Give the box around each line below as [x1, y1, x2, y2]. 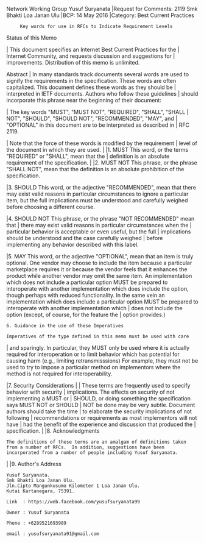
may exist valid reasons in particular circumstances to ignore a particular [6, 190, 189, 197]
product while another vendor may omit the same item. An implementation [6, 272, 192, 279]
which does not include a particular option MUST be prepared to [6, 279, 168, 286]
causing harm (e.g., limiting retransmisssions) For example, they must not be [6, 357, 199, 364]
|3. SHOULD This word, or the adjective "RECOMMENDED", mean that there [6, 184, 197, 191]
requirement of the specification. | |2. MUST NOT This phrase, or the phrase [6, 159, 198, 166]
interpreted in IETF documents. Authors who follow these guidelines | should [6, 90, 199, 97]
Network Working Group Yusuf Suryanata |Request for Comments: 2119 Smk [6, 5, 198, 12]
